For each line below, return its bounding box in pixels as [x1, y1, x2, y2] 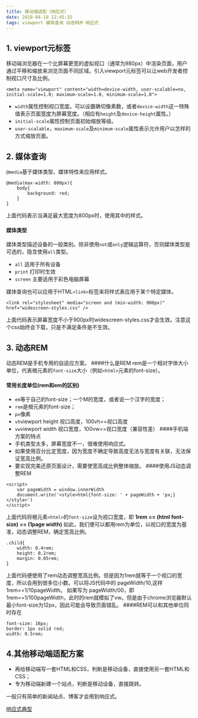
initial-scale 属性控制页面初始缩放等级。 [14, 118, 117, 125]
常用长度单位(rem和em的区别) [6, 381, 80, 388]
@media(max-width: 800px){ [6, 180, 73, 186]
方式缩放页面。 [14, 133, 51, 140]
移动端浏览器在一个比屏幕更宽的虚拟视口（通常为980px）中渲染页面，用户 [6, 60, 188, 67]
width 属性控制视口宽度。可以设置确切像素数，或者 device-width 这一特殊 [14, 103, 190, 110]
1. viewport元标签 [6, 43, 71, 53]
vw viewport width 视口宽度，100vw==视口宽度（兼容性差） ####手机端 [14, 426, 189, 433]
